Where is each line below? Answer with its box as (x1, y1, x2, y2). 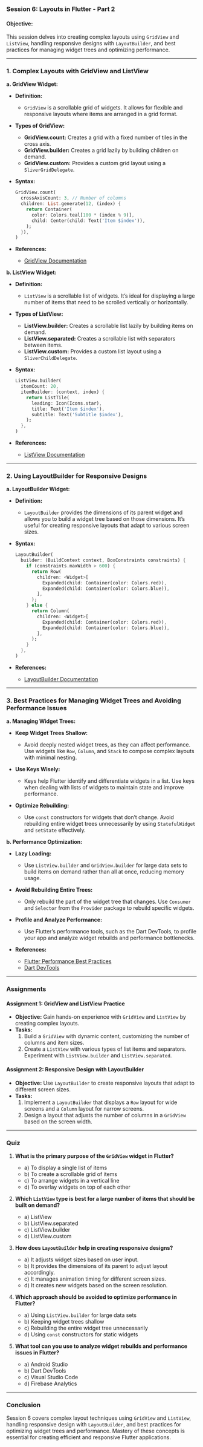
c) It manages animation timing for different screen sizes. (24, 1275, 166, 1282)
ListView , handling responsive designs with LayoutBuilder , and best (6, 40, 176, 47)
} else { (26, 603, 48, 609)
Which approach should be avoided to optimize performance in (14, 1293, 177, 1301)
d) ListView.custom (24, 1232, 72, 1240)
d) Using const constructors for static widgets (24, 1330, 138, 1338)
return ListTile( (26, 394, 69, 400)
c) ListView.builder (24, 1226, 71, 1233)
